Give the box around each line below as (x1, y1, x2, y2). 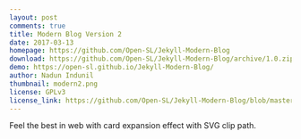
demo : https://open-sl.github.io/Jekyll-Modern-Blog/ (9, 63, 215, 72)
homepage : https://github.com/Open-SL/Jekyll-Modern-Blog (9, 46, 230, 55)
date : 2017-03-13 (9, 37, 74, 47)
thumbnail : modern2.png (9, 79, 99, 88)
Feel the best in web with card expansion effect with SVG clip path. (9, 120, 257, 131)
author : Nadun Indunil (9, 71, 94, 80)
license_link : (9, 95, 63, 105)
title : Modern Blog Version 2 (9, 29, 123, 38)
